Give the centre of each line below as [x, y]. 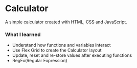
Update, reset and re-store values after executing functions [72, 55]
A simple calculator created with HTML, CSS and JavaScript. [66, 22]
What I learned [23, 34]
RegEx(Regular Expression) [40, 61]
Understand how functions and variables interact [61, 45]
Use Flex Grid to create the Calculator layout [57, 50]
